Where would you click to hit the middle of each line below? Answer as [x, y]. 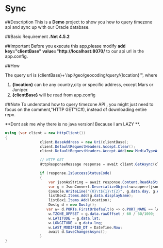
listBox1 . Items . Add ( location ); [80, 200]
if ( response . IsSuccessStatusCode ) [75, 173]
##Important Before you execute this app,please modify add [65, 46]
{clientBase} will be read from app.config [54, 95]
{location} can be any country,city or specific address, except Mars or [83, 84]
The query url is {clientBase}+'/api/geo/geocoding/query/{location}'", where [81, 75]
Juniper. [20, 89]
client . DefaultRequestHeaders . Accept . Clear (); [88, 146]
